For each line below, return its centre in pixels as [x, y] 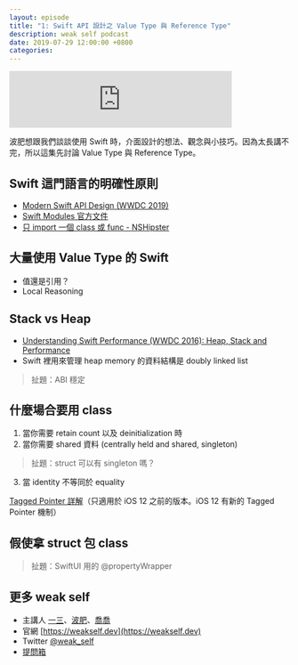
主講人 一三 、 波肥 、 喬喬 [66, 620]
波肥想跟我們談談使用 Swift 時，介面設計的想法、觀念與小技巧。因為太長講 [145, 142]
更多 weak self [50, 597]
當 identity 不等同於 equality [73, 483]
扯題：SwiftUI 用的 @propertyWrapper [101, 566]
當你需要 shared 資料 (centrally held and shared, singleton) [130, 444]
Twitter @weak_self [58, 641]
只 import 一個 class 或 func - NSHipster [96, 227]
